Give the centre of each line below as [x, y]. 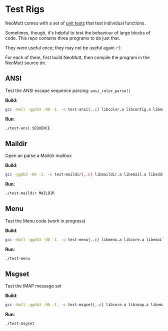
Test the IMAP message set [33, 286]
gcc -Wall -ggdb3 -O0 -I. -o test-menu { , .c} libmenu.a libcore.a [74, 239]
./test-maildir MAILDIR [30, 193]
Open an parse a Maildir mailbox [38, 155]
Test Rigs [25, 9]
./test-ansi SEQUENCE [28, 128]
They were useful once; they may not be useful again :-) [63, 47]
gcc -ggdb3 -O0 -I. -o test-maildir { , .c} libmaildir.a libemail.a [76, 174]
